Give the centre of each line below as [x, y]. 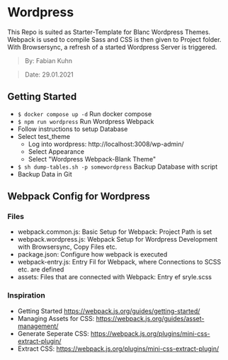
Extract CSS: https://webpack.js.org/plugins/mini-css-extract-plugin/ [118, 349]
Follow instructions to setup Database [73, 129]
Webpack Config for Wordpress [79, 197]
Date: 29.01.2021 [49, 74]
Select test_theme [44, 136]
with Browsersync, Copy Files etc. [67, 247]
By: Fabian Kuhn [49, 60]
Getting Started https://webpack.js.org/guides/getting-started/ [109, 311]
